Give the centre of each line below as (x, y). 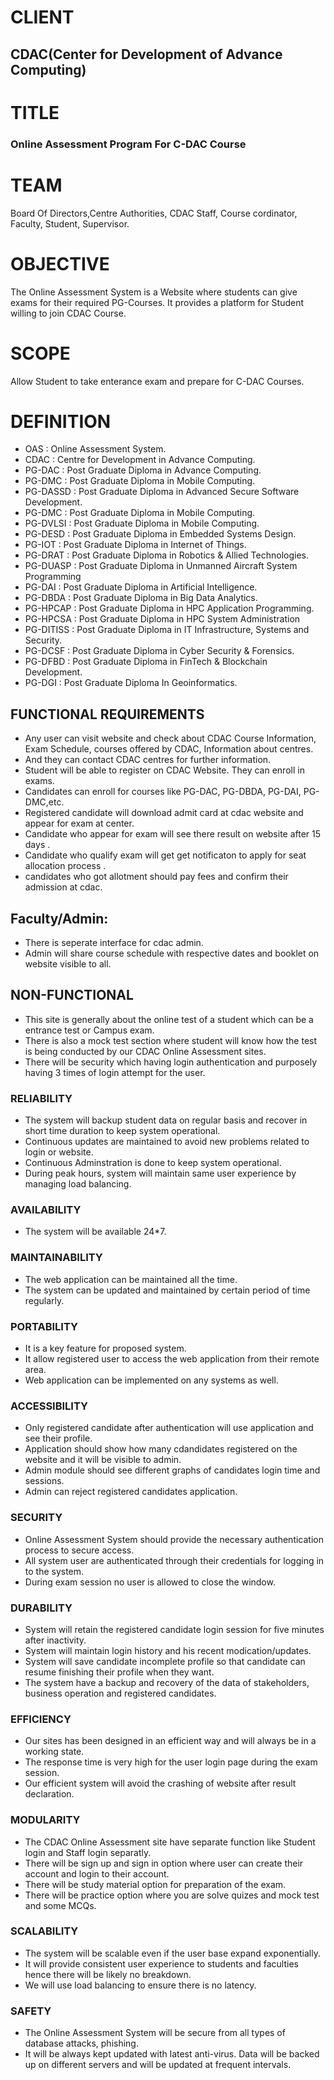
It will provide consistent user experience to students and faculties (161, 1963)
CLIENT (42, 17)
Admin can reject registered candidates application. (131, 1492)
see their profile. (58, 1438)
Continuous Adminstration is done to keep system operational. (153, 1163)
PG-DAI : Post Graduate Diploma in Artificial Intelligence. (141, 587)
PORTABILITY (44, 1326)
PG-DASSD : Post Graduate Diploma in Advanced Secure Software (162, 492)
